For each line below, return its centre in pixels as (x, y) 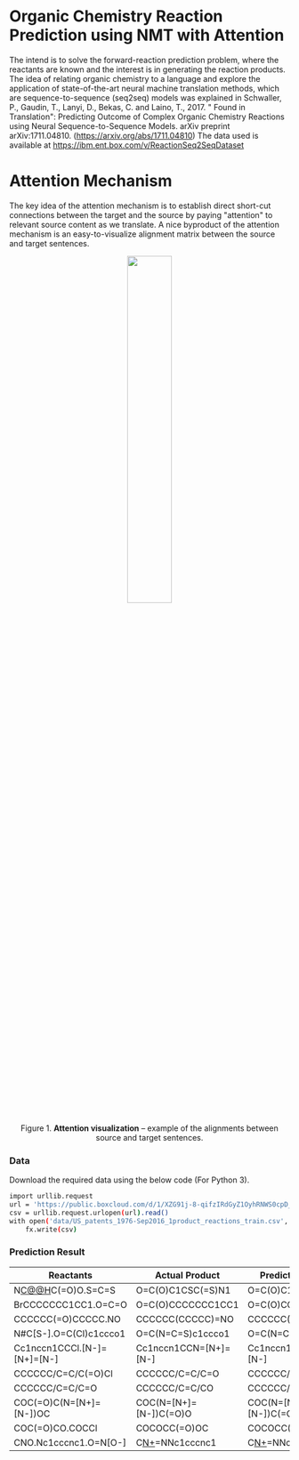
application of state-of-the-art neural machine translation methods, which (145, 88)
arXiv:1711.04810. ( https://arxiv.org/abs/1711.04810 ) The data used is (134, 135)
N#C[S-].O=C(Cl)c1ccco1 (70, 1334)
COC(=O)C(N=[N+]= (57, 1402)
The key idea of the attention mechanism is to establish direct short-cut (140, 206)
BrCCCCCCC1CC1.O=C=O (70, 1304)
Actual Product (187, 1275)
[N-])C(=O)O (164, 1414)
